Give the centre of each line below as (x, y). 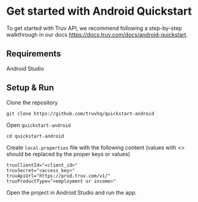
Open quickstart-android (39, 125)
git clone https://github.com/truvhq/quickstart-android (80, 114)
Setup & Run (30, 88)
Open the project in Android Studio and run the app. (71, 192)
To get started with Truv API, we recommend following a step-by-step (94, 28)
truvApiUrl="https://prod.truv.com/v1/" (59, 176)
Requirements (34, 54)
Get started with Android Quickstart (99, 11)
